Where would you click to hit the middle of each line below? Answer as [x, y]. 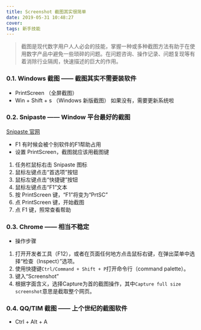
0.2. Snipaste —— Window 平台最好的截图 [68, 117]
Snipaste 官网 [23, 131]
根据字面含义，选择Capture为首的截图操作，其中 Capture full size [98, 284]
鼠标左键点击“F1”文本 [41, 187]
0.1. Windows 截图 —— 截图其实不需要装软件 [71, 79]
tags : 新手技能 [23, 29]
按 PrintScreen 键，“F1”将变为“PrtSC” [61, 194]
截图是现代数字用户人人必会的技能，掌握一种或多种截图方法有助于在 [105, 46]
